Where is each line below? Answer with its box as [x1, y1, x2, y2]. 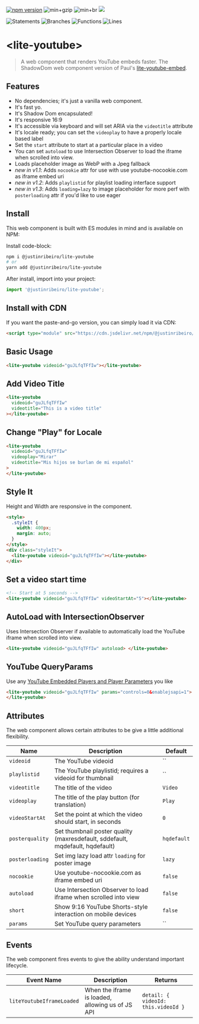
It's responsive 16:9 [14, 116, 63, 123]
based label [14, 135, 43, 142]
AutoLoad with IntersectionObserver [6, 612, 145, 622]
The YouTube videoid [54, 757, 114, 765]
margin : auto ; [17, 530, 52, 537]
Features [6, 82, 40, 92]
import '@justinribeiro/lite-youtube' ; [6, 287, 105, 293]
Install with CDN [6, 303, 67, 313]
